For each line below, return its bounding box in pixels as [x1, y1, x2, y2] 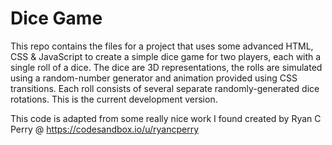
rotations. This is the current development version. [10, 93, 218, 105]
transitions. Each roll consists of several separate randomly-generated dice [10, 82, 320, 94]
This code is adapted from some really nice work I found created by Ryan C [10, 112, 322, 124]
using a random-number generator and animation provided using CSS [10, 72, 298, 84]
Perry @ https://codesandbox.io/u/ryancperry [10, 123, 200, 135]
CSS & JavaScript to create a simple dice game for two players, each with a [10, 50, 322, 62]
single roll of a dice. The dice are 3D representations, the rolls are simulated [10, 61, 323, 73]
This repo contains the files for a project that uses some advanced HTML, [10, 40, 314, 52]
